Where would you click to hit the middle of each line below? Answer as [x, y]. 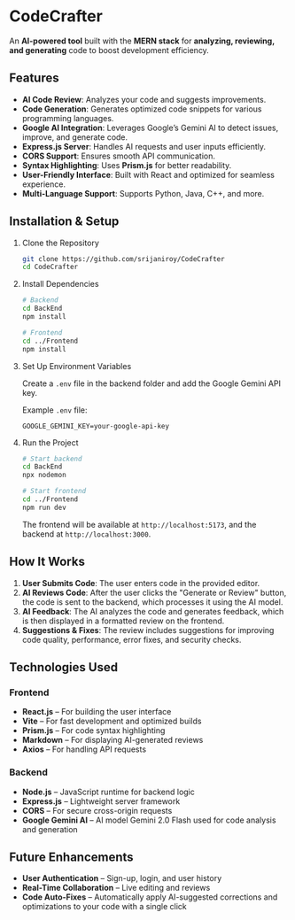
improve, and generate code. [75, 137]
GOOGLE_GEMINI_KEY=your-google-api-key [96, 426]
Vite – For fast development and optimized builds [112, 721]
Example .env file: [54, 410]
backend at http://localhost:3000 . [86, 534]
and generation [50, 829]
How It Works [47, 562]
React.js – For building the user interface [97, 712]
